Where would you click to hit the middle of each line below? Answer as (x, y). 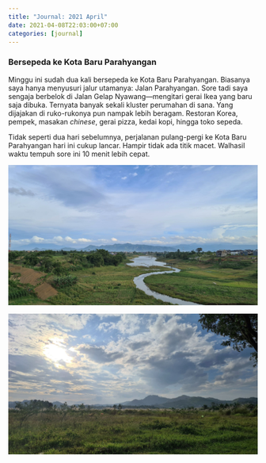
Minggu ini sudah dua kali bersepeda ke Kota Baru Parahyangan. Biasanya (129, 79)
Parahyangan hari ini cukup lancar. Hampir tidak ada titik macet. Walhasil (127, 145)
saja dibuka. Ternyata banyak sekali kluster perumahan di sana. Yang (121, 105)
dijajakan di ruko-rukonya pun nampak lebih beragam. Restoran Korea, (123, 113)
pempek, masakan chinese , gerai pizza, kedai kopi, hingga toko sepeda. (125, 121)
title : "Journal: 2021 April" (58, 17)
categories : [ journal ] (46, 33)
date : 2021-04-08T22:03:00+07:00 (63, 25)
